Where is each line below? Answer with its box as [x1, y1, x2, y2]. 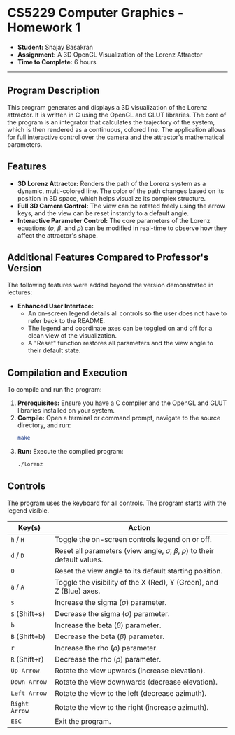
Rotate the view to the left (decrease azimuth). [55, 688, 207, 698]
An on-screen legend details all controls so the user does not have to [27, 309, 227, 317]
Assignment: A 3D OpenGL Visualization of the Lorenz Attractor [17, 50, 203, 59]
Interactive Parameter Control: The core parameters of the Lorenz [17, 216, 211, 224]
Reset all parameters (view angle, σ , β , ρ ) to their [55, 545, 215, 555]
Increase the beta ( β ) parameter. [55, 620, 162, 630]
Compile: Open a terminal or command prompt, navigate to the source [17, 414, 221, 422]
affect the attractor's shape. [17, 231, 98, 239]
